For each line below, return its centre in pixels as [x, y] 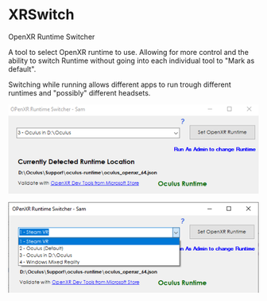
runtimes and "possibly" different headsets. [79, 92]
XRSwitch [41, 15]
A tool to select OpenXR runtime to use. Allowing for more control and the [128, 52]
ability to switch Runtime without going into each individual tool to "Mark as [132, 61]
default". [22, 68]
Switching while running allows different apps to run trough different [120, 84]
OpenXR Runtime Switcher [52, 37]
